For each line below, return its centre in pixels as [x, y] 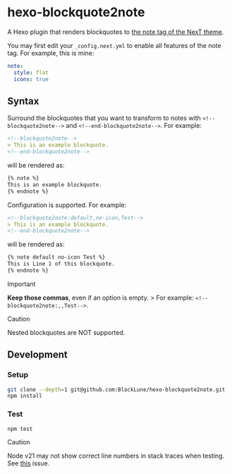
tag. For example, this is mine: [51, 53]
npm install [25, 396]
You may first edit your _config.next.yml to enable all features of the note [114, 45]
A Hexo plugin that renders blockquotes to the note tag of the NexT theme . [116, 32]
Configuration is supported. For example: [67, 205]
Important [22, 284]
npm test [20, 429]
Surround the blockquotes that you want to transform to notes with [104, 118]
